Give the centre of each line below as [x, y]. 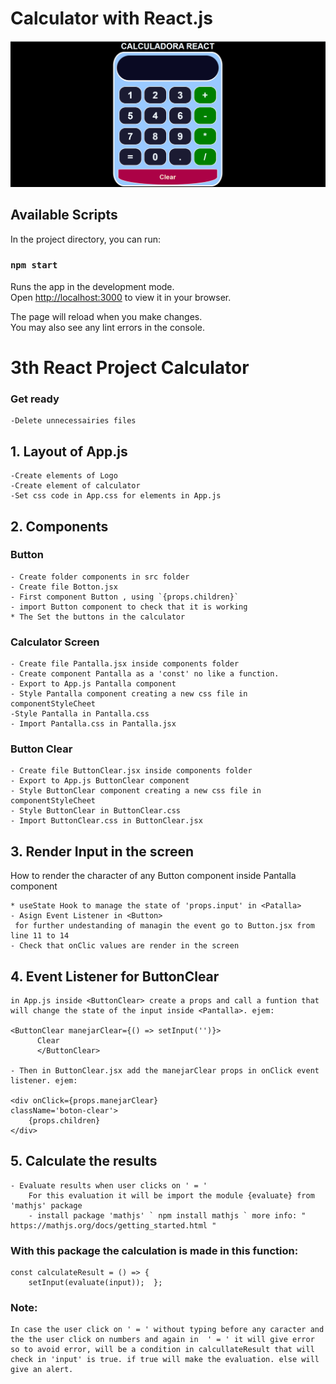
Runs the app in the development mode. [92, 286]
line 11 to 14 [40, 936]
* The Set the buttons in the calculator [98, 617]
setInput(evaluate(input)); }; [95, 1283]
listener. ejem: [44, 1081]
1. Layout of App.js [69, 451]
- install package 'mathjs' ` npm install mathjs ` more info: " [167, 1215]
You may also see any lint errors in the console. [107, 327]
